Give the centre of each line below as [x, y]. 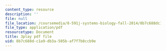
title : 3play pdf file [28, 37]
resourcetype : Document [30, 32]
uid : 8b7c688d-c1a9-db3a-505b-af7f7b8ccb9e [51, 41]
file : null [16, 18]
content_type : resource [30, 9]
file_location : [21, 23]
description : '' [22, 14]
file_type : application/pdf [34, 28]
